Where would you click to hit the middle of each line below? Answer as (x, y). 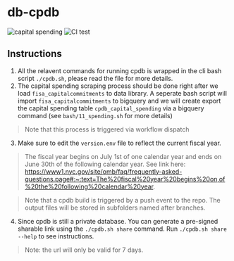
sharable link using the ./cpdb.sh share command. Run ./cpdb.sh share (122, 229)
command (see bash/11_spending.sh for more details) (95, 115)
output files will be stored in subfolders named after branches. (115, 208)
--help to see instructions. (56, 236)
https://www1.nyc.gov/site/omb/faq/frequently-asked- (103, 171)
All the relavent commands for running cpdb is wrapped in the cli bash (119, 70)
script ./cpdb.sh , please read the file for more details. (95, 78)
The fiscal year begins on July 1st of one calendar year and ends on (123, 156)
